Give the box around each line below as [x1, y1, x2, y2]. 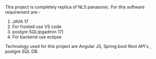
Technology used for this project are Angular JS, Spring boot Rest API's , [5, 44, 151, 49]
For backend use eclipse [12, 34, 62, 40]
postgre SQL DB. [5, 48, 39, 54]
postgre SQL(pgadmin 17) [12, 29, 64, 34]
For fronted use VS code [12, 24, 62, 29]
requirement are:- [5, 9, 40, 15]
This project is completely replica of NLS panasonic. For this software [5, 4, 145, 10]
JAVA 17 [12, 19, 29, 24]
